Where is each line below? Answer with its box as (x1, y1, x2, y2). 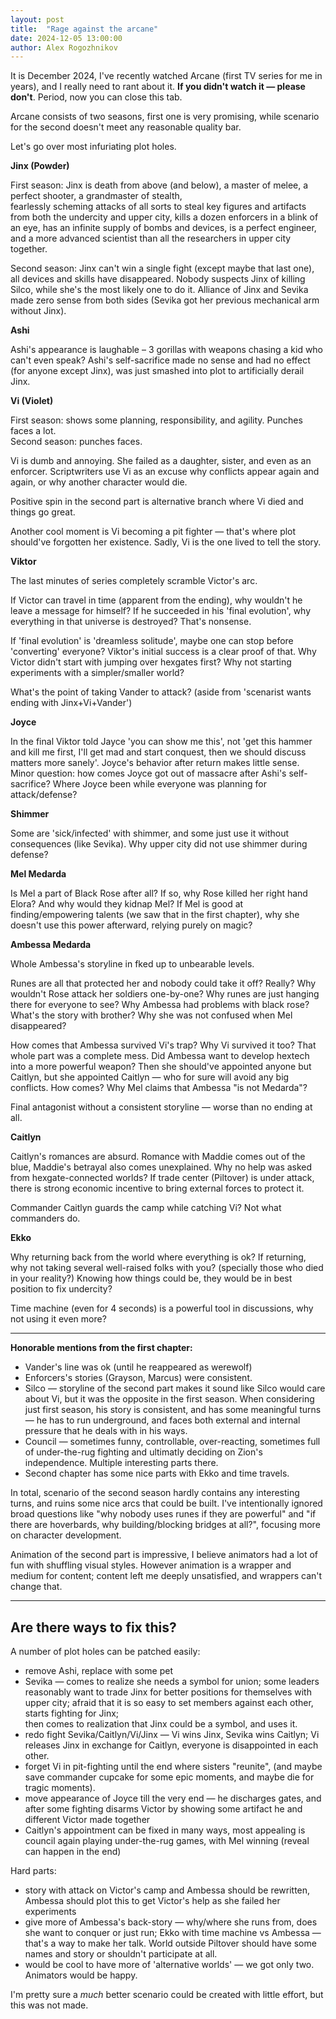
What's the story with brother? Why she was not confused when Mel (10, 1009, 293, 1021)
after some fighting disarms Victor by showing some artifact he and (24, 1803, 303, 1815)
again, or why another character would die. (10, 476, 188, 488)
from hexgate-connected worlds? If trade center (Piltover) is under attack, (10, 1172, 315, 1184)
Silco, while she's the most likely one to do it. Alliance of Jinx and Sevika (10, 284, 309, 296)
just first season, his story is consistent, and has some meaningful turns (24, 1404, 322, 1416)
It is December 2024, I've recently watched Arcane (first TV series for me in (10, 70, 323, 82)
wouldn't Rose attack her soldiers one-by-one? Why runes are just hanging (10, 988, 320, 1000)
